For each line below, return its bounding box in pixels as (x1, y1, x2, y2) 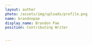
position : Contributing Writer (5, 25, 68, 30)
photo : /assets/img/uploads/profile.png (5, 12, 88, 16)
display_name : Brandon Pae (5, 20, 60, 26)
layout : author (5, 7, 36, 12)
